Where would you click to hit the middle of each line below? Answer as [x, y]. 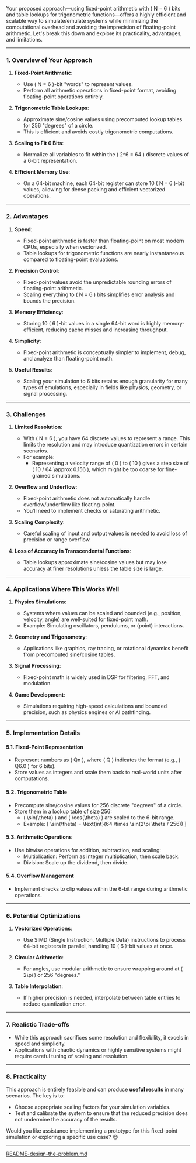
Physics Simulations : [41, 602]
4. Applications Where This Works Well [63, 589]
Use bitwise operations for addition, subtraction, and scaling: [88, 850]
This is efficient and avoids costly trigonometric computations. [98, 132]
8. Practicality [26, 1076]
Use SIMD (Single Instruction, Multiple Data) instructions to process [104, 940]
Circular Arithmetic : [39, 958]
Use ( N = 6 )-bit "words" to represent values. [78, 84]
